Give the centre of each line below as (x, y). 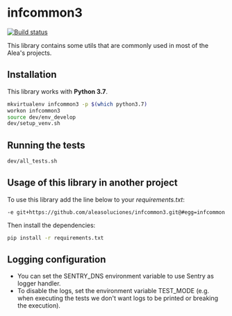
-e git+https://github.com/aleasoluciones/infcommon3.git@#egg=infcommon (116, 212)
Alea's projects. (30, 53)
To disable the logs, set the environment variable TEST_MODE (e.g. (113, 291)
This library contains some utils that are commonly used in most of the (108, 45)
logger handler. (39, 283)
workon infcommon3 (34, 110)
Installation (32, 75)
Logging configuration (57, 259)
